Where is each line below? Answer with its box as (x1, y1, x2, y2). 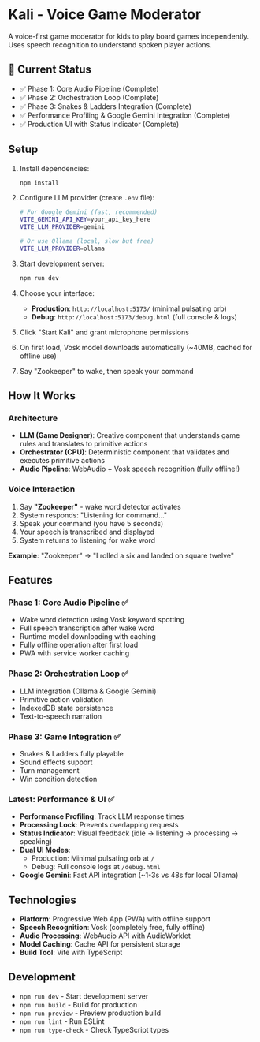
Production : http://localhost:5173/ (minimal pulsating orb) (31, 304, 227, 313)
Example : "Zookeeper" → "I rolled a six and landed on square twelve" (8, 551, 235, 560)
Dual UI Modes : (19, 846, 71, 855)
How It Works (8, 389, 76, 403)
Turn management (19, 765, 80, 775)
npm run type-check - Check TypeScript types (19, 1025, 169, 1034)
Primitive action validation (19, 694, 104, 704)
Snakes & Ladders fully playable (19, 749, 124, 758)
